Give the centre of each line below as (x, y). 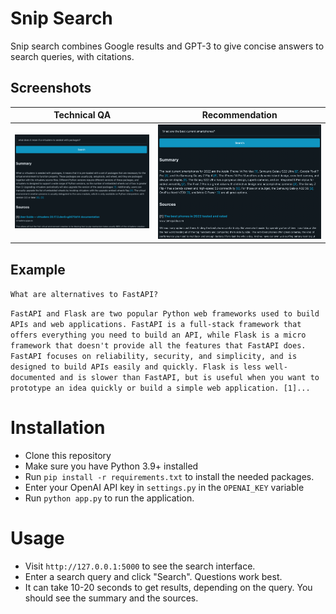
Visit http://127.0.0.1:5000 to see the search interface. (140, 566)
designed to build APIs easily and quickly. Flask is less (136, 367)
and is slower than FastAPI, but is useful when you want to (189, 378)
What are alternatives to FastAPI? (84, 295)
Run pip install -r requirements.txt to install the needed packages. (169, 477)
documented (33, 378)
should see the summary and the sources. (111, 598)
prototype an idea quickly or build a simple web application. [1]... (160, 388)
